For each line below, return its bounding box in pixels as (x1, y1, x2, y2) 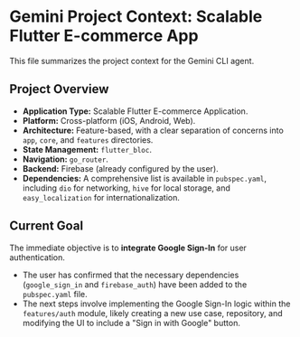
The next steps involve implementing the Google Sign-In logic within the (22, 298, 291, 309)
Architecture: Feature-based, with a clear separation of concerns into (22, 125, 285, 136)
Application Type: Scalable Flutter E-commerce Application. (22, 106, 248, 117)
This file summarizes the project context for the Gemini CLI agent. (9, 55, 255, 66)
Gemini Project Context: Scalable (9, 6, 263, 27)
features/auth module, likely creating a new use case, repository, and (22, 307, 283, 318)
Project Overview (9, 81, 109, 97)
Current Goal (9, 219, 84, 234)
